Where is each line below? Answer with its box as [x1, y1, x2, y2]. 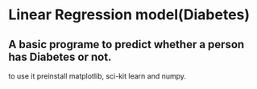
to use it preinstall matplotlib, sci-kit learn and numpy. [8, 71, 187, 81]
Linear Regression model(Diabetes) [8, 6, 251, 24]
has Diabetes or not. [8, 50, 112, 63]
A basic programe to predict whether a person [8, 38, 245, 51]
